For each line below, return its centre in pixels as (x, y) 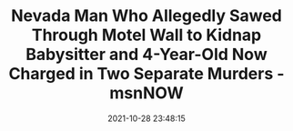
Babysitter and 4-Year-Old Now (146, 55)
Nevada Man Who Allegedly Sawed (146, 16)
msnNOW (146, 93)
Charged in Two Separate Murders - (146, 74)
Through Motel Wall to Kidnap (146, 35)
